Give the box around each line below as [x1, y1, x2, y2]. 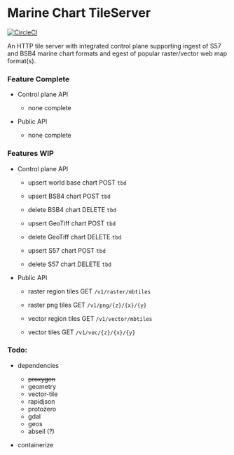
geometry [27, 382, 57, 390]
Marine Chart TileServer [7, 5, 151, 21]
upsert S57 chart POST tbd [27, 246, 106, 254]
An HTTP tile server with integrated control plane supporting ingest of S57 [7, 41, 222, 50]
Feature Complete [7, 74, 70, 84]
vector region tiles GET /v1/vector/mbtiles [27, 314, 153, 322]
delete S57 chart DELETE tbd [27, 260, 112, 268]
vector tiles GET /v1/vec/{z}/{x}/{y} [27, 328, 136, 336]
